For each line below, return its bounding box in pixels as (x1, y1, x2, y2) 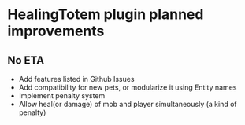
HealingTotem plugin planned (7, 6, 204, 24)
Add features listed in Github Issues (18, 75, 135, 83)
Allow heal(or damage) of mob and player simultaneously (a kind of (18, 100, 237, 108)
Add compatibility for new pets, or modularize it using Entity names (18, 83, 237, 92)
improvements (7, 22, 105, 40)
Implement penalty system (18, 91, 106, 100)
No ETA (7, 53, 45, 67)
